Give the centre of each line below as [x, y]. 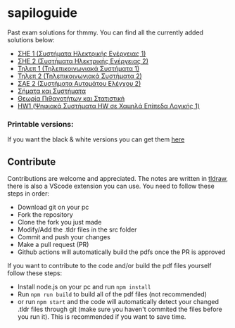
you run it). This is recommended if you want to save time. [102, 317]
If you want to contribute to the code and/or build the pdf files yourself [110, 266]
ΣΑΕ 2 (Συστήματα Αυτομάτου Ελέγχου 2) [79, 83]
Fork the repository [45, 215]
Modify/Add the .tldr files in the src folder [77, 229]
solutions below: [31, 39]
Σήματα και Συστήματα [52, 91]
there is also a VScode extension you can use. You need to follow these [111, 186]
